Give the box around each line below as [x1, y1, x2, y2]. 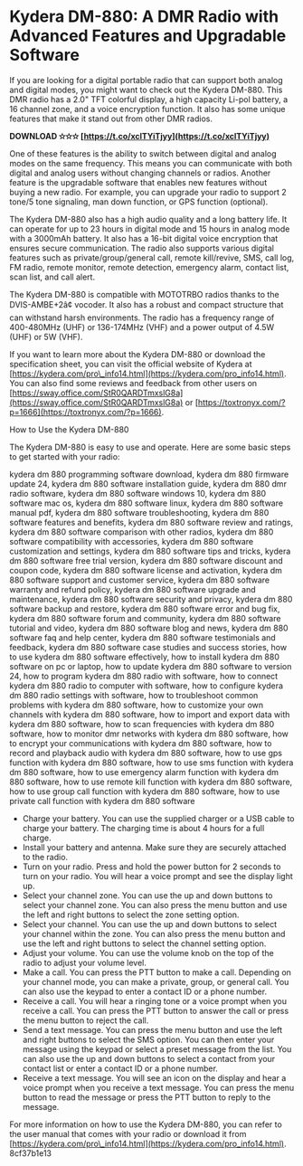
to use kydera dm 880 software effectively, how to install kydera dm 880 [9, 651, 280, 662]
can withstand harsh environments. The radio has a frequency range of [9, 312, 275, 323]
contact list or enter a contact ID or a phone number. [22, 1063, 219, 1074]
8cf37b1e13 [9, 1147, 52, 1159]
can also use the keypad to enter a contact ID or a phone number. [22, 986, 268, 997]
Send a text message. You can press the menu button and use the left [22, 1024, 283, 1035]
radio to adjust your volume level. [22, 957, 147, 968]
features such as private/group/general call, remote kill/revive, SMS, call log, [9, 251, 295, 263]
